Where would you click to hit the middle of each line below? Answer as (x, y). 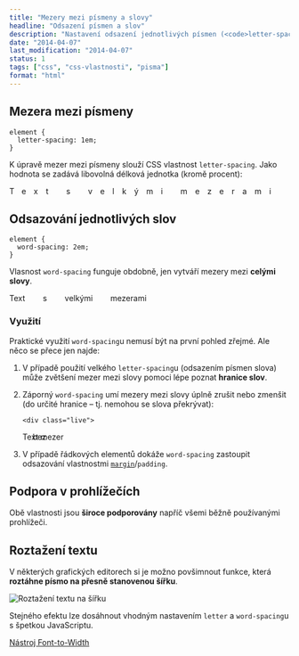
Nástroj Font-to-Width (49, 643)
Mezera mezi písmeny (71, 112)
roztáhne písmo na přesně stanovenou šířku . (93, 581)
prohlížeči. (28, 522)
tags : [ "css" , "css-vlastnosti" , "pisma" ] (89, 68)
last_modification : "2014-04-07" (71, 51)
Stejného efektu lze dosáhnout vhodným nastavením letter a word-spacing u (149, 616)
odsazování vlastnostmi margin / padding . (95, 463)
